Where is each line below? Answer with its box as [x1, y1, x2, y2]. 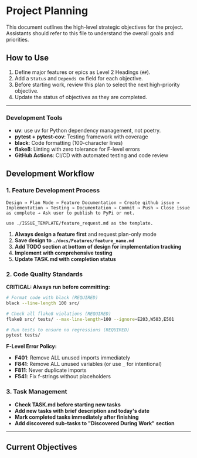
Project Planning [6, 4, 89, 18]
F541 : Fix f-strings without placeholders [14, 373, 111, 380]
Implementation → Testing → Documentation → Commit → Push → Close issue [6, 205, 191, 211]
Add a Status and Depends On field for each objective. [14, 74, 144, 82]
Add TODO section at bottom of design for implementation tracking [14, 243, 182, 250]
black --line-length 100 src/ [6, 300, 80, 306]
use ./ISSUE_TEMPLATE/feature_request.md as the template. [6, 220, 154, 226]
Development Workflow [6, 169, 95, 179]
